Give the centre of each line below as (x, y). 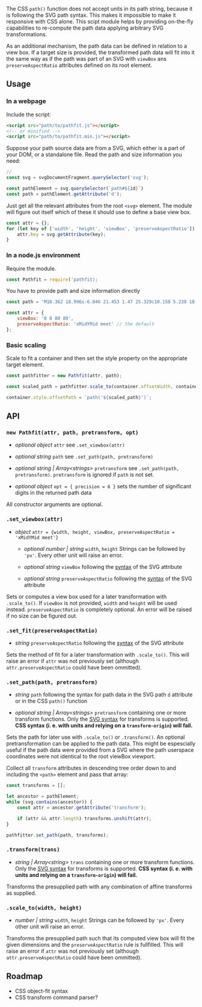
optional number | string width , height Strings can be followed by (105, 548)
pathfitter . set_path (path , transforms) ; (58, 835)
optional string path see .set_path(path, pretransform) (84, 457)
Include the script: (29, 115)
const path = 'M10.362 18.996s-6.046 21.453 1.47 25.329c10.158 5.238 (96, 302)
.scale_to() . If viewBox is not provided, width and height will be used (92, 603)
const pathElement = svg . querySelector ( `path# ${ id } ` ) (75, 189)
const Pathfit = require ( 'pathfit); (52, 280)
